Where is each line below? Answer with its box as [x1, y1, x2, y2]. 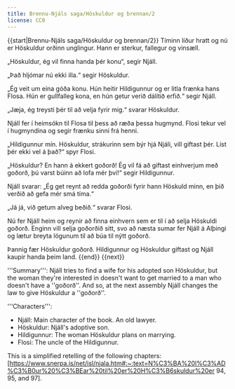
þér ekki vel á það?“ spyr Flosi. [7, 147, 96, 156]
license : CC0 [7, 17, 46, 24]
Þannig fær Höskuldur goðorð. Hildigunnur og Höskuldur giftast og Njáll [7, 245, 214, 253]
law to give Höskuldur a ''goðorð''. [7, 288, 107, 296]
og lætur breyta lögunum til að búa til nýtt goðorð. [7, 231, 151, 240]
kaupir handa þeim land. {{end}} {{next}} [7, 252, 125, 261]
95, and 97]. [7, 374, 42, 382]
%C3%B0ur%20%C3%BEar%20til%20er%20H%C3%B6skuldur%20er [7, 366, 215, 375]
